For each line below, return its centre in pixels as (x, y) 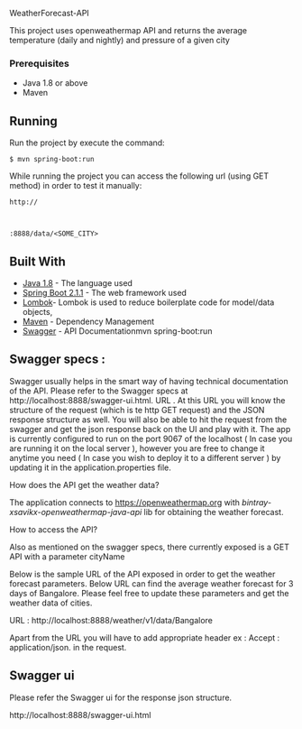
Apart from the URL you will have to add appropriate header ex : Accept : (145, 637)
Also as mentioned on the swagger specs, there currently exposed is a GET (150, 547)
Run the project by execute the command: (87, 143)
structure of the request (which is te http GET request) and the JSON (137, 410)
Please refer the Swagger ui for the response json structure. (121, 697)
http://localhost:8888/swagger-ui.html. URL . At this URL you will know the (147, 400)
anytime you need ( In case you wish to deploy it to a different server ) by (145, 457)
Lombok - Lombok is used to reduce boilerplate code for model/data (148, 302)
